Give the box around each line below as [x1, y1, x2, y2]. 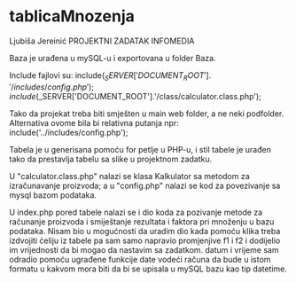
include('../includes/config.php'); [9, 127, 129, 138]
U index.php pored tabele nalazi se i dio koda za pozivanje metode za [9, 207, 263, 217]
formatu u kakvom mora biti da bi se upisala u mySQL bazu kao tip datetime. [9, 263, 288, 274]
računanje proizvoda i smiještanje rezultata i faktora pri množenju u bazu [9, 216, 275, 227]
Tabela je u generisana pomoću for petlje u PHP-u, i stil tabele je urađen [9, 144, 272, 154]
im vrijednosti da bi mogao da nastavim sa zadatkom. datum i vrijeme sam [9, 244, 279, 255]
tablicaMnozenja [9, 6, 136, 27]
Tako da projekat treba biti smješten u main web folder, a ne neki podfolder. [9, 108, 284, 119]
